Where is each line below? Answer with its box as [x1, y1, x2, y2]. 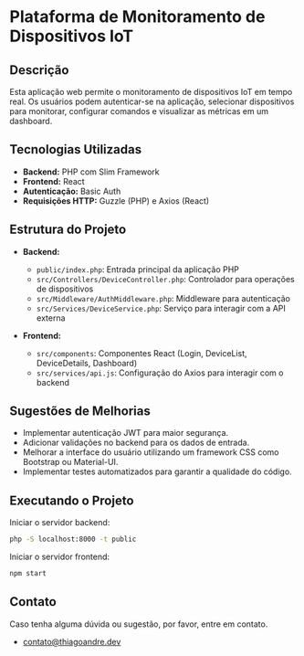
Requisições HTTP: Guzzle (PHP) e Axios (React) [22, 195, 210, 206]
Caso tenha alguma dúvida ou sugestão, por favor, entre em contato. [9, 619, 268, 630]
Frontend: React [22, 175, 85, 186]
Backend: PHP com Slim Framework [22, 166, 160, 177]
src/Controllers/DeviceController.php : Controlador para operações [36, 273, 295, 284]
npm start [9, 569, 47, 578]
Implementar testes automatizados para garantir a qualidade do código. [22, 466, 292, 477]
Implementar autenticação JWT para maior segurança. [22, 428, 229, 439]
